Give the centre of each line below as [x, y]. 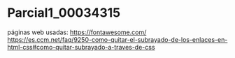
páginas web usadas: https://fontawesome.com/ [77, 32]
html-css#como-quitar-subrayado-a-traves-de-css [81, 47]
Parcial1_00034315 [64, 13]
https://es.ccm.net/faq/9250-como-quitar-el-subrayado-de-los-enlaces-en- [117, 39]
